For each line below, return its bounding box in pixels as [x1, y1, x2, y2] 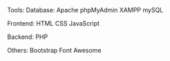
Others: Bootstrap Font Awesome [7, 46, 102, 54]
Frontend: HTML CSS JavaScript [7, 19, 100, 27]
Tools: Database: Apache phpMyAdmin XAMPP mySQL [7, 6, 164, 14]
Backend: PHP [7, 33, 48, 41]
